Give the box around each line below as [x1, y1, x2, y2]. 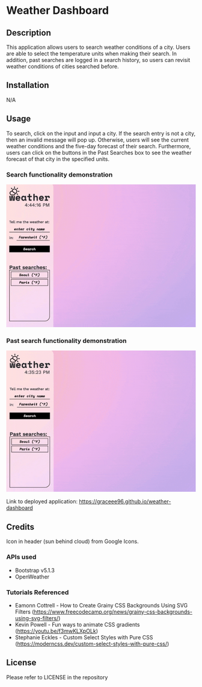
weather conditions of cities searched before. [6, 63, 119, 70]
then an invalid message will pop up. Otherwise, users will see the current [6, 136, 189, 143]
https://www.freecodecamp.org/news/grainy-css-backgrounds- [34, 608, 192, 615]
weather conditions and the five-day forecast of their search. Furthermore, [6, 142, 191, 149]
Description [6, 28, 51, 38]
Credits [6, 522, 35, 532]
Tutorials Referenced [6, 588, 69, 597]
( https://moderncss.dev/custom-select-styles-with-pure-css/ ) [14, 640, 170, 647]
